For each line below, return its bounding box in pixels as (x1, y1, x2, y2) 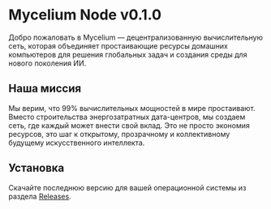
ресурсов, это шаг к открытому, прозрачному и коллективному (8, 129, 230, 139)
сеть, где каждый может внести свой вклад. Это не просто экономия (8, 120, 250, 130)
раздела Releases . (8, 191, 71, 201)
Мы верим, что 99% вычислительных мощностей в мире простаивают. (8, 103, 256, 113)
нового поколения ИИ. (8, 58, 87, 68)
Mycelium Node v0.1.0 (8, 6, 162, 24)
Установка (8, 161, 65, 175)
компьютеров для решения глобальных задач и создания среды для (8, 49, 247, 59)
